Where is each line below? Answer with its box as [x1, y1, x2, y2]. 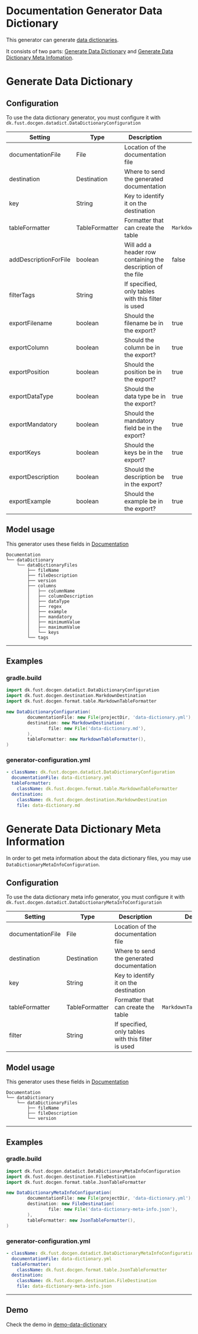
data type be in [124, 392, 166, 400]
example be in [124, 497, 163, 505]
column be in [124, 343, 160, 351]
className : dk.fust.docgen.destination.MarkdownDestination [16, 796, 167, 802]
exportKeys [9, 448, 41, 456]
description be [124, 472, 164, 481]
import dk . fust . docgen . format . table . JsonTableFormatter [6, 1179, 146, 1185]
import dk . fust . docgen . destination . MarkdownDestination [6, 693, 146, 699]
